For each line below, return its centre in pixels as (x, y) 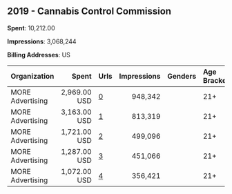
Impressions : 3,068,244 (42, 41)
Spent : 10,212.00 (31, 28)
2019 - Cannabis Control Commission (89, 11)
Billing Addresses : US (39, 55)
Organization (32, 76)
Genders (182, 76)
